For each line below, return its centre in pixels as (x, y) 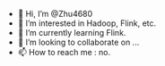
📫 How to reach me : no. (64, 52)
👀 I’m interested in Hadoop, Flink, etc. (87, 23)
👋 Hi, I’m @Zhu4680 (55, 14)
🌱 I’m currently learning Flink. (72, 33)
